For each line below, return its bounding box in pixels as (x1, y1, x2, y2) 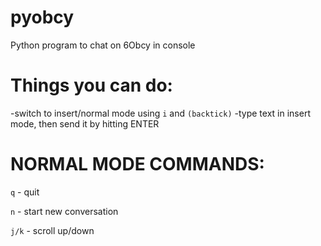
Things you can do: (10, 74, 173, 97)
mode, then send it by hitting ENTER (10, 117, 160, 130)
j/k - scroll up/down (10, 224, 95, 236)
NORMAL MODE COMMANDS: (10, 153, 265, 176)
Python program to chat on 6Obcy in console (10, 39, 196, 51)
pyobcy (10, 6, 75, 29)
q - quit (10, 186, 40, 198)
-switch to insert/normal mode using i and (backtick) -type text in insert (10, 107, 311, 119)
